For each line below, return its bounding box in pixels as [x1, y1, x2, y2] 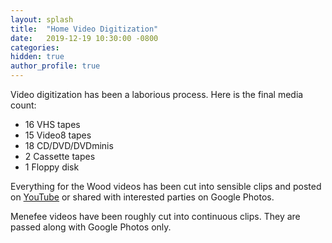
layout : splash [10, 14, 74, 25]
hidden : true [10, 52, 65, 62]
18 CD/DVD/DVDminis [24, 140, 114, 151]
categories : [10, 42, 60, 53]
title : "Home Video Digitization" [10, 24, 159, 34]
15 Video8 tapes [24, 129, 92, 141]
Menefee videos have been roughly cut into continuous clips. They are [10, 211, 301, 222]
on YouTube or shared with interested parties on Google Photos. [10, 191, 275, 203]
